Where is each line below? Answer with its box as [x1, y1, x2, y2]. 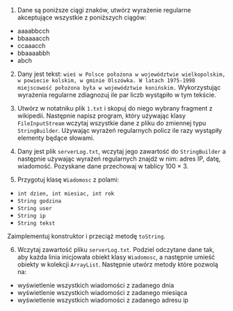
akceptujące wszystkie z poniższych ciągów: [17, 13, 147, 22]
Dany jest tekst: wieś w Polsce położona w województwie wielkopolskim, [17, 70, 226, 78]
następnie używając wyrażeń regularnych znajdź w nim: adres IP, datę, [17, 154, 221, 163]
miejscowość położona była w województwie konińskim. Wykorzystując [17, 83, 221, 91]
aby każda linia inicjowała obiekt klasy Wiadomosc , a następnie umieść [17, 253, 216, 261]
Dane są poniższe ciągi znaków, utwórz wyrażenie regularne [17, 6, 191, 14]
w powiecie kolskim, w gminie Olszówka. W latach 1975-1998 [17, 77, 195, 84]
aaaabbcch [17, 27, 50, 35]
